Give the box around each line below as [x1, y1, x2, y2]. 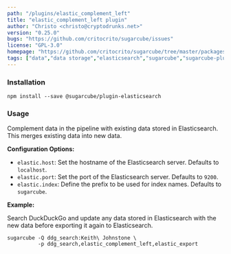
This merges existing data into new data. [7, 132, 122, 140]
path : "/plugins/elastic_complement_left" [7, 10, 131, 17]
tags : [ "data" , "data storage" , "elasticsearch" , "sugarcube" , [7, 55, 184, 62]
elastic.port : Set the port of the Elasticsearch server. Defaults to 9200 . [16, 173, 219, 181]
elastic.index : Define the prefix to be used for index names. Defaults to [16, 180, 222, 189]
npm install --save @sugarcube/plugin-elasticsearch [7, 93, 162, 100]
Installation [7, 77, 46, 86]
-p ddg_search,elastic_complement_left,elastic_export [37, 241, 198, 248]
